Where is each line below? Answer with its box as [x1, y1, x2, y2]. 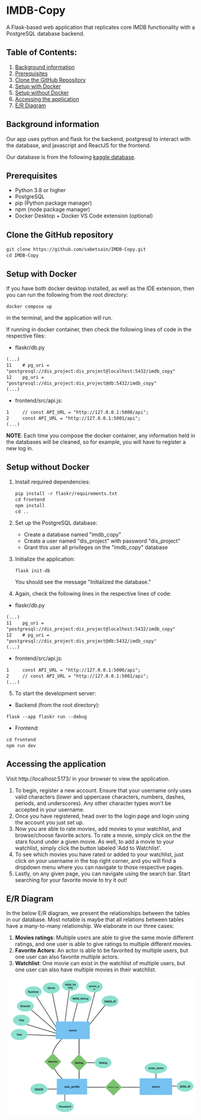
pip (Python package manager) [14, 199, 92, 207]
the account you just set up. [14, 818, 84, 826]
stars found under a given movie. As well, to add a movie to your [14, 838, 175, 845]
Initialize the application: [14, 555, 75, 562]
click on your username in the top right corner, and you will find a [14, 857, 176, 864]
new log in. [6, 445, 34, 452]
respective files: [6, 332, 46, 339]
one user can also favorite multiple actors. [14, 953, 119, 960]
